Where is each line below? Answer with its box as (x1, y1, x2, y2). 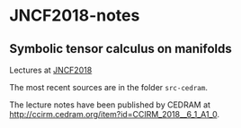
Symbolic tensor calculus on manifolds (9, 41, 232, 56)
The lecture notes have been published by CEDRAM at (9, 99, 211, 110)
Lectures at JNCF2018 (9, 64, 93, 75)
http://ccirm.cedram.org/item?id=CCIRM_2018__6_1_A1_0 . (9, 109, 220, 119)
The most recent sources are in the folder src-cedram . (9, 82, 209, 92)
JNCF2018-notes (9, 5, 140, 26)
